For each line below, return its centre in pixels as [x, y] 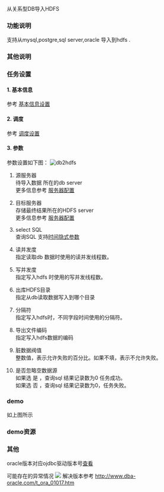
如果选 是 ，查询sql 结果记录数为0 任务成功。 [70, 377]
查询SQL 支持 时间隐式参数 [47, 236]
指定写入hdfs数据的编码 [44, 337]
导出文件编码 [31, 330]
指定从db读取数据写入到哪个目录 [55, 297]
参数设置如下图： [28, 162]
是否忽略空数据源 [36, 370]
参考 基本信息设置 [28, 104]
